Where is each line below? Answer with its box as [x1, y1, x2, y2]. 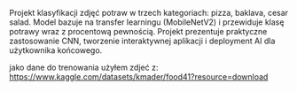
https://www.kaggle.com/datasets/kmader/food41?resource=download [9, 72, 269, 82]
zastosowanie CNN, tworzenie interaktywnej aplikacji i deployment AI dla [9, 35, 276, 46]
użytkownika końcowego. [9, 45, 103, 56]
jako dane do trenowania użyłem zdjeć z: [9, 62, 159, 72]
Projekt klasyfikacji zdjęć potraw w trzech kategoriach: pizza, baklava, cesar [9, 8, 289, 18]
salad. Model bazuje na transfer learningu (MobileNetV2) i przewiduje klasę [9, 17, 285, 27]
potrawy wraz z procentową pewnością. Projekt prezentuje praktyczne [9, 27, 268, 36]
